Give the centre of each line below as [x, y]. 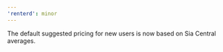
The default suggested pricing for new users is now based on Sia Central [112, 33]
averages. [22, 41]
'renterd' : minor [32, 14]
